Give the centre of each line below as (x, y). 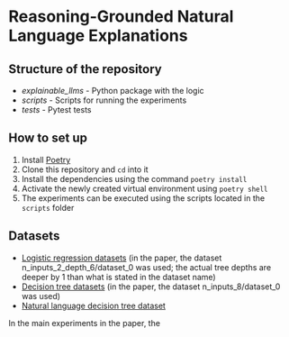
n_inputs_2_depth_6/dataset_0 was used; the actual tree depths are (146, 267)
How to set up (48, 138)
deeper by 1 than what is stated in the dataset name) (119, 277)
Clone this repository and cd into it (85, 169)
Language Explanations (98, 36)
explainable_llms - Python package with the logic (113, 91)
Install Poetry (46, 159)
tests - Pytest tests (56, 109)
